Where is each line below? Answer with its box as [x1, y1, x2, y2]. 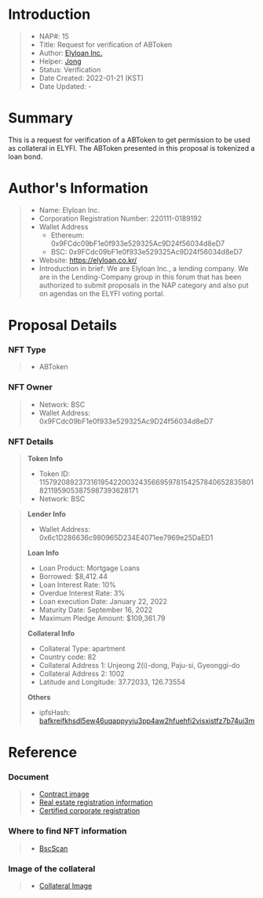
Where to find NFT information [8, 826, 127, 837]
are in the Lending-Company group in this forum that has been [38, 272, 242, 281]
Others [27, 692, 51, 702]
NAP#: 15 [38, 31, 69, 41]
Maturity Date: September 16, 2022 [38, 605, 153, 614]
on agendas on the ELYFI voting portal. [38, 288, 165, 298]
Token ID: [38, 469, 71, 478]
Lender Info [27, 509, 67, 519]
